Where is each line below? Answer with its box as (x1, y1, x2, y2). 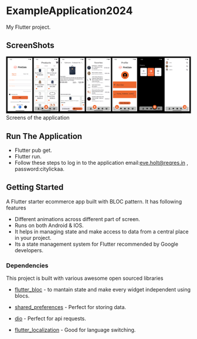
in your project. (14, 234, 52, 241)
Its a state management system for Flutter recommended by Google (14, 240, 179, 248)
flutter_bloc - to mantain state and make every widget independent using (14, 286, 191, 293)
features (6, 204, 26, 211)
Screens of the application (6, 114, 70, 121)
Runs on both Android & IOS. (14, 222, 84, 229)
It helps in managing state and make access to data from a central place (14, 228, 189, 235)
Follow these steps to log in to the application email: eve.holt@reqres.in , (14, 160, 189, 167)
